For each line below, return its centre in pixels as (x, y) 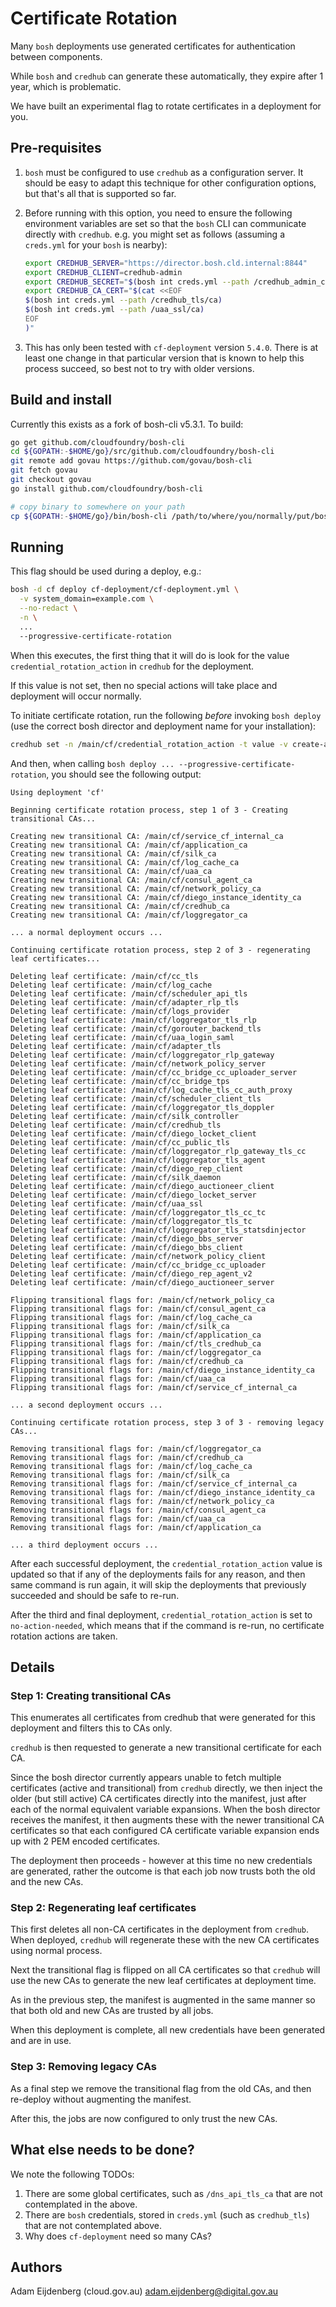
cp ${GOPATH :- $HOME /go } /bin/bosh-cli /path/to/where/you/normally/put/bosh (171, 516)
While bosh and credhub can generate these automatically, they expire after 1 (167, 76)
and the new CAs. (47, 1882)
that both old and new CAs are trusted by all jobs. (112, 2011)
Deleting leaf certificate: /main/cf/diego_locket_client (133, 1133)
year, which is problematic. (66, 86)
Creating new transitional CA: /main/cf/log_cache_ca (125, 862)
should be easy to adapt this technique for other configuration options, (170, 183)
